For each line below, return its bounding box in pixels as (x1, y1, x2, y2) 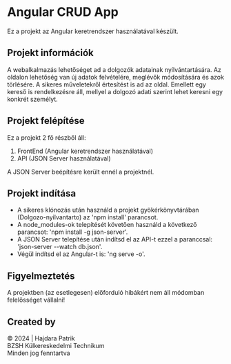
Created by (7, 316, 57, 327)
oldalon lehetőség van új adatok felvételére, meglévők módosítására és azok (7, 73, 224, 81)
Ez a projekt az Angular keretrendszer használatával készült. (7, 27, 179, 35)
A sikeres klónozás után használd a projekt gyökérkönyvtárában (17, 206, 199, 215)
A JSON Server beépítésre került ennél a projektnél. (7, 167, 154, 176)
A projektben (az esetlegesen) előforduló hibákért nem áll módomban (7, 289, 205, 297)
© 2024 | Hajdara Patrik (7, 334, 76, 343)
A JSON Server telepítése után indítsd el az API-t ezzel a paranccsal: (17, 235, 212, 244)
